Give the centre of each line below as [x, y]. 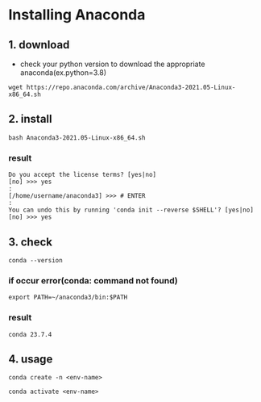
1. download [39, 45]
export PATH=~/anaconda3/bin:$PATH [68, 297]
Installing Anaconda [77, 15]
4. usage [31, 359]
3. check [30, 242]
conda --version [35, 260]
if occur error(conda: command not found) [93, 280]
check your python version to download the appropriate [112, 64]
